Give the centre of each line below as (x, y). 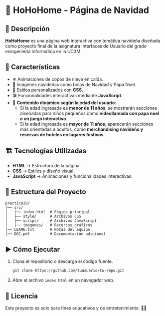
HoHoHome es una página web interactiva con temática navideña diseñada (83, 41)
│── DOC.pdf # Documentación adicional (56, 234)
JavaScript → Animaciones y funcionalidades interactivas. (73, 176)
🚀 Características (33, 67)
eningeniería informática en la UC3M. (44, 51)
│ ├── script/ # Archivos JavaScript (51, 221)
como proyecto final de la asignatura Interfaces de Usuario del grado (76, 46)
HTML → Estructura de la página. (47, 165)
